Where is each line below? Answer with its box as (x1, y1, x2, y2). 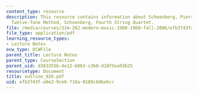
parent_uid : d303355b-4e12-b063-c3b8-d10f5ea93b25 (6, 62, 133, 69)
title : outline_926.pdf (6, 74, 65, 79)
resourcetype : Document (6, 68, 65, 74)
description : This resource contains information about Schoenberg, (6, 14, 178, 20)
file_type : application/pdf (6, 30, 75, 36)
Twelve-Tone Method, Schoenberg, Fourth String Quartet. (11, 19, 154, 25)
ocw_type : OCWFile (6, 47, 51, 53)
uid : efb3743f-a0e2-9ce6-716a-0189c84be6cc (6, 79, 115, 85)
